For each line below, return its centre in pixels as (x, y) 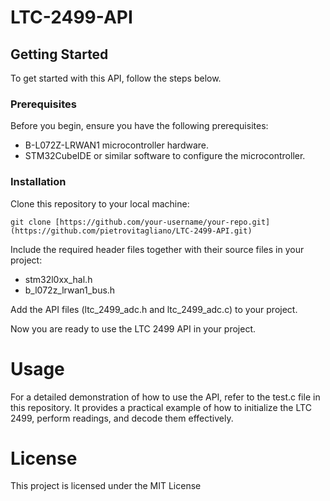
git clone (31, 222)
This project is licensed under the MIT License (106, 486)
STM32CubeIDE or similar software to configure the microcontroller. (165, 156)
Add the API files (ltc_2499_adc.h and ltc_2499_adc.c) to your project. (154, 309)
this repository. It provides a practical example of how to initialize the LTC (161, 407)
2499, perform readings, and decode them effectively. (122, 418)
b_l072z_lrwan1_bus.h (70, 290)
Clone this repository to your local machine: (100, 203)
